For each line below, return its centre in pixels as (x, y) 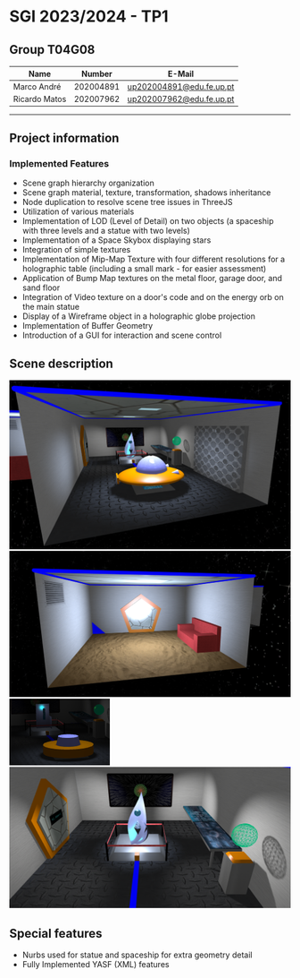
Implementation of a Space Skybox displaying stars (117, 240)
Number (97, 73)
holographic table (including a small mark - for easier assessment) (144, 269)
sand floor (41, 287)
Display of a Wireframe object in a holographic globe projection (139, 316)
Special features (56, 933)
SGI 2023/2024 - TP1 (89, 17)
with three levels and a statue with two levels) (106, 231)
